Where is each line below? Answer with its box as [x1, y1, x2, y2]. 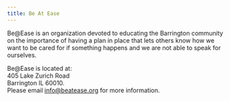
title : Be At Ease [7, 10, 60, 17]
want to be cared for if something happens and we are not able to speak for [7, 43, 221, 52]
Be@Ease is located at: [7, 64, 72, 72]
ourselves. [7, 51, 37, 59]
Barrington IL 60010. [7, 78, 65, 87]
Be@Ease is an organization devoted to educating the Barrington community [7, 29, 223, 37]
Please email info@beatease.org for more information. [7, 86, 160, 94]
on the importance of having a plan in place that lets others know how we [7, 36, 215, 45]
